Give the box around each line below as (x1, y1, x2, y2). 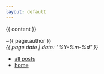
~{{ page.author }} (5, 37, 52, 44)
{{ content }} (5, 25, 37, 32)
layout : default (5, 8, 46, 15)
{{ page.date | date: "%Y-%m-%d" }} (5, 43, 99, 51)
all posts (14, 55, 35, 62)
